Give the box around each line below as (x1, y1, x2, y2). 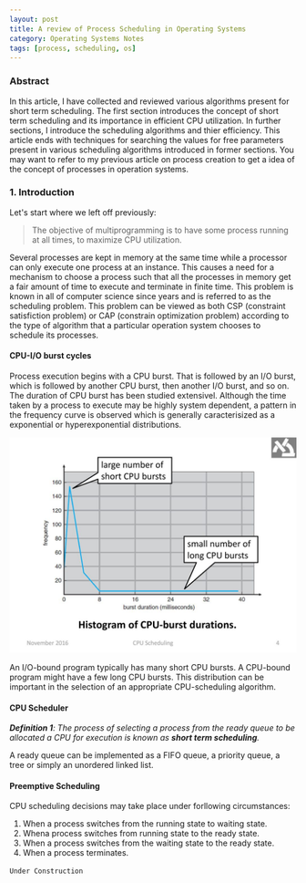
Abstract (9, 75, 50, 88)
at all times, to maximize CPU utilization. (31, 234, 182, 245)
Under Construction (9, 867, 84, 876)
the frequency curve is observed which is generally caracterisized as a (9, 410, 276, 421)
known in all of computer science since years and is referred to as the (9, 290, 271, 301)
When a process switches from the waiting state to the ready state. (22, 837, 275, 848)
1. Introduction (9, 186, 75, 199)
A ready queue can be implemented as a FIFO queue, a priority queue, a (9, 750, 280, 761)
